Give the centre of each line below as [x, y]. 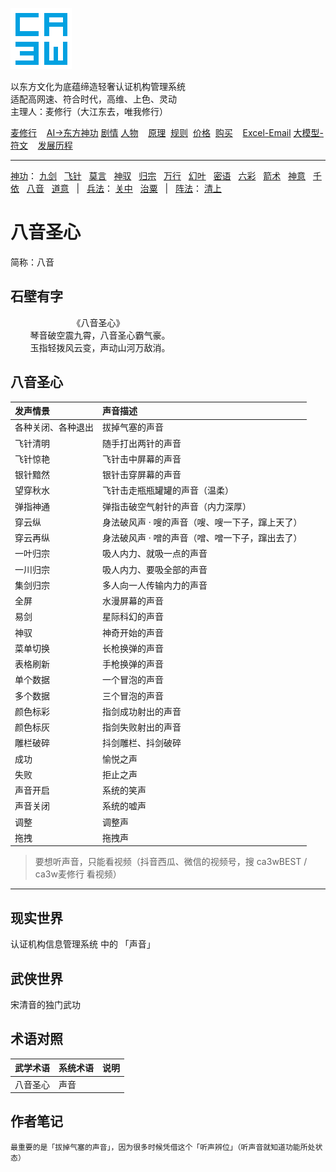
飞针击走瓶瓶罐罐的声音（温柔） [168, 490]
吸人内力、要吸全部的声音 [155, 569]
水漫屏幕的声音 [133, 601]
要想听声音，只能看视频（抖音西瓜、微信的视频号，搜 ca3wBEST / [171, 862]
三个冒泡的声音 [133, 695]
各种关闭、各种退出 [54, 427]
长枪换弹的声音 [133, 648]
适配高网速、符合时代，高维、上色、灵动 [93, 99]
